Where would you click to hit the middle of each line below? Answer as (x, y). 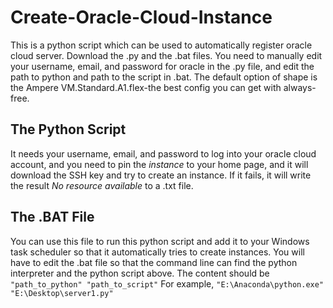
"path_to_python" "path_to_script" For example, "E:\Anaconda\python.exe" (167, 283)
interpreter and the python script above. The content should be (140, 273)
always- (300, 87)
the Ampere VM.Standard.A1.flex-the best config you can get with (146, 87)
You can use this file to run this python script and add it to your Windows (160, 241)
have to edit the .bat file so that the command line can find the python (154, 262)
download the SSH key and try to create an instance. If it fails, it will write (161, 175)
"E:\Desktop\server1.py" (62, 293)
